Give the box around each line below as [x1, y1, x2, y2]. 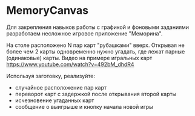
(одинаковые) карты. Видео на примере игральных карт [6, 54, 153, 61]
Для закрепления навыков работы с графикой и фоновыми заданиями [6, 23, 190, 31]
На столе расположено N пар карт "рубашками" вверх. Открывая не [6, 41, 185, 49]
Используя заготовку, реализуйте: [6, 72, 96, 79]
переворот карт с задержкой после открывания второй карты [15, 90, 177, 97]
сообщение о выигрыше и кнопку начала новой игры [15, 103, 153, 110]
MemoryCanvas [6, 4, 89, 17]
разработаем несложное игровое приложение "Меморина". [6, 29, 163, 37]
